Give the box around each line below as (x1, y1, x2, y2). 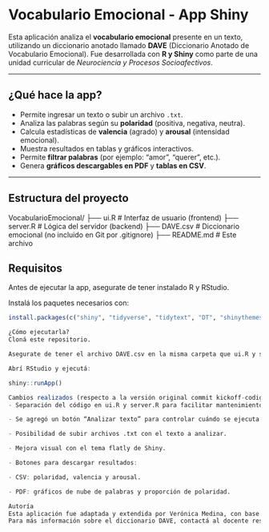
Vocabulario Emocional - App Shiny (8, 6, 249, 24)
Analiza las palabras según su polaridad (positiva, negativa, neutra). (19, 118, 246, 127)
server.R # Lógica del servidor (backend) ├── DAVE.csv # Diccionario (8, 221, 240, 231)
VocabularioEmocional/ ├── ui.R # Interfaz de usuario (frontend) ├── (8, 212, 239, 222)
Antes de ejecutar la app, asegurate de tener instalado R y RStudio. (8, 283, 230, 292)
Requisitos (8, 261, 62, 275)
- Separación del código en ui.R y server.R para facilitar (8, 401, 214, 409)
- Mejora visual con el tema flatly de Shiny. (8, 445, 167, 453)
